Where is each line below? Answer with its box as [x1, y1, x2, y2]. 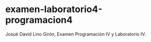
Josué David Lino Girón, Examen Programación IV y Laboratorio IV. [5, 31, 146, 37]
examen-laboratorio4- [5, 4, 102, 15]
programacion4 [5, 14, 73, 26]
